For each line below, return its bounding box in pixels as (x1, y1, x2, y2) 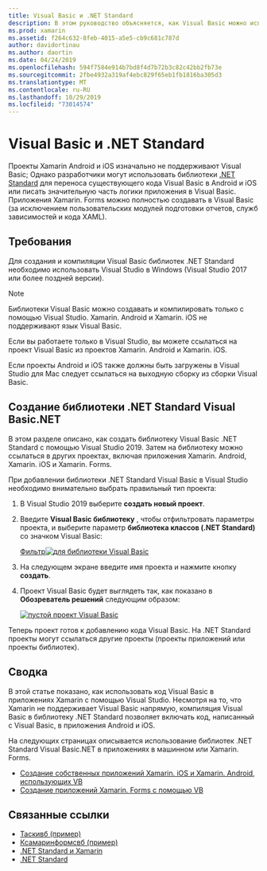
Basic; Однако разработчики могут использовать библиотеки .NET (8, 170, 236, 179)
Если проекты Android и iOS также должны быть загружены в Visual (8, 360, 240, 370)
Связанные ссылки (8, 808, 110, 822)
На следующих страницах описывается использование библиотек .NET (8, 736, 253, 745)
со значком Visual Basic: (19, 531, 103, 540)
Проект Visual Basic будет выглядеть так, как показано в (19, 586, 213, 595)
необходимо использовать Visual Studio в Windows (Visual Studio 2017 (8, 265, 248, 274)
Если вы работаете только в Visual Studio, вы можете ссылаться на (8, 336, 238, 346)
